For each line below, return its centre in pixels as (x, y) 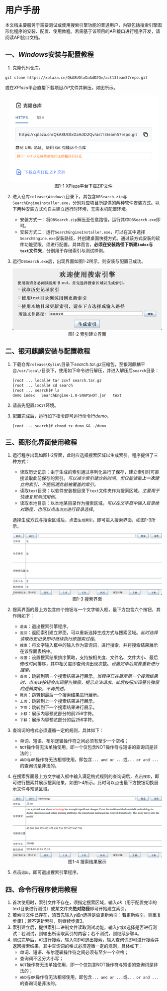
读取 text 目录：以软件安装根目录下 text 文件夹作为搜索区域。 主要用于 (90, 491)
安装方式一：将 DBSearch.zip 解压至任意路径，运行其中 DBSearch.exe (88, 219)
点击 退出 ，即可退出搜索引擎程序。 (46, 872)
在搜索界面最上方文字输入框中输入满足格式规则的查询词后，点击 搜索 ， (83, 776)
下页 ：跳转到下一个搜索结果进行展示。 (58, 707)
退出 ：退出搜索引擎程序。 (45, 626)
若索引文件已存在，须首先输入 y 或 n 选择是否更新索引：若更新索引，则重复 (87, 915)
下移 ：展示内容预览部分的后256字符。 (58, 720)
